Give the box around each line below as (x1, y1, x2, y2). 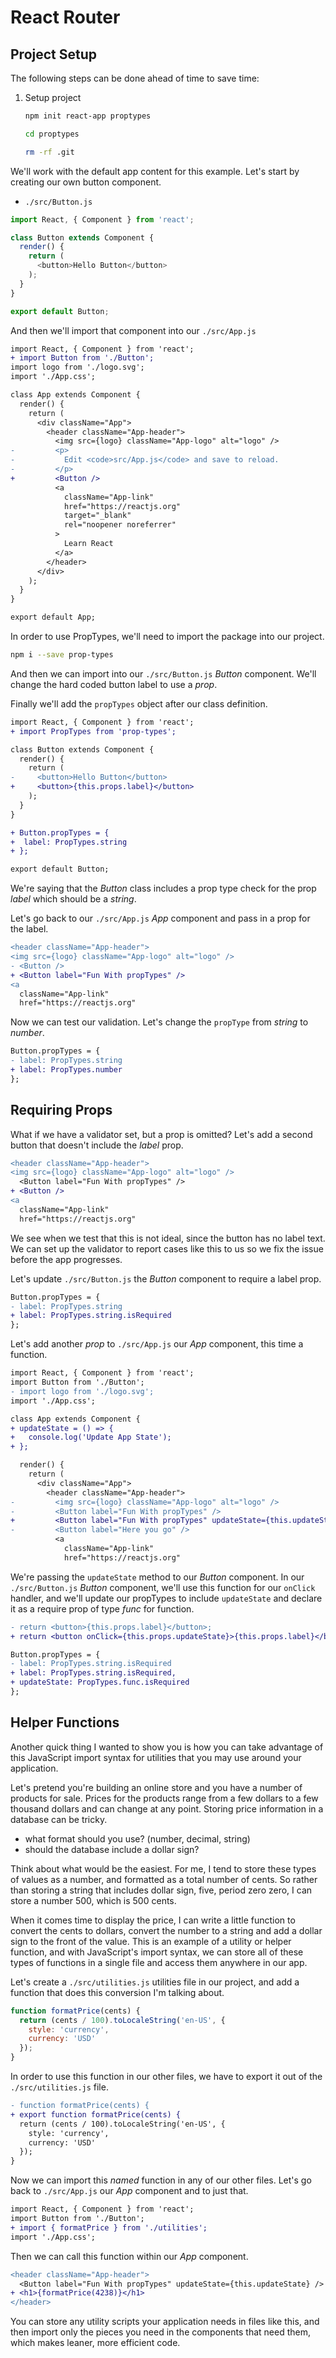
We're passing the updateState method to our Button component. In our (10, 1571, 305, 1583)
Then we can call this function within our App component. (10, 2250, 249, 2262)
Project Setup (10, 46, 98, 63)
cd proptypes (24, 129, 80, 139)
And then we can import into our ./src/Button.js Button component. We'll (10, 667, 317, 680)
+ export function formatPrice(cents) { (10, 2109, 182, 2120)
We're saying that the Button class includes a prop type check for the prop (10, 882, 317, 895)
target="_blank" (63, 511, 132, 521)
